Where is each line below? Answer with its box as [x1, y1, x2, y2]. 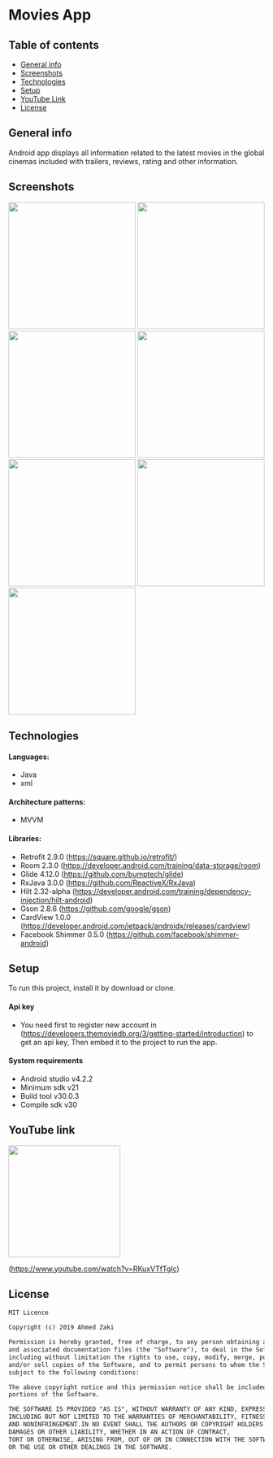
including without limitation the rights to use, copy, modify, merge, [8, 1353, 256, 1361]
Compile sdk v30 [19, 1100, 78, 1109]
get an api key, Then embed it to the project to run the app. [19, 1037, 218, 1047]
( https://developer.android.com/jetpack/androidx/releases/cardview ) [19, 921, 250, 931]
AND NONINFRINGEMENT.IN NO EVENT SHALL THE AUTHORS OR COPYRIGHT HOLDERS [8, 1421, 264, 1429]
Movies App [8, 6, 92, 24]
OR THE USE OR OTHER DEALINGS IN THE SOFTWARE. [8, 1443, 173, 1451]
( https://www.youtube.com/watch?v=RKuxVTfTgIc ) [8, 1264, 180, 1274]
